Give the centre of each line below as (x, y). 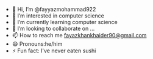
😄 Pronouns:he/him (37, 44)
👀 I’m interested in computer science (58, 16)
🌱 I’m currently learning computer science (65, 22)
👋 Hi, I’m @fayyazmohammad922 (54, 9)
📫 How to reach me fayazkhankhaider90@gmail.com (79, 35)
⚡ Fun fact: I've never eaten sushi (54, 51)
